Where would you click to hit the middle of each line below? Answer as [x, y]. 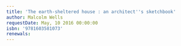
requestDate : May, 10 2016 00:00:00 [52, 23]
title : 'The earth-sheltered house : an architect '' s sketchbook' [91, 12]
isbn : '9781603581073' [35, 28]
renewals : [19, 34]
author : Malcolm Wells [35, 17]
